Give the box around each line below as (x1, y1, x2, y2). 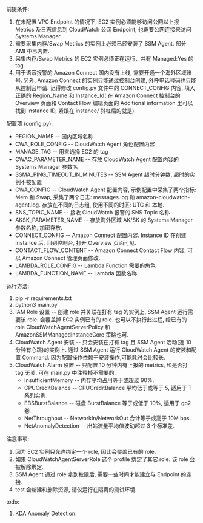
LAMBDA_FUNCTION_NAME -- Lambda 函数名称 (15, 270, 138, 276)
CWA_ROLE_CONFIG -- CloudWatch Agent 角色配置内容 (15, 140, 155, 148)
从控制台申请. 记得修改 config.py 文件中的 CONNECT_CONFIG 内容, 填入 (15, 84, 196, 91)
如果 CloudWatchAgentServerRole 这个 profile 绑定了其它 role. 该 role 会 (15, 456, 195, 463)
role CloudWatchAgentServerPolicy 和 (15, 324, 110, 330)
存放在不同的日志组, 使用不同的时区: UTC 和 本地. (41, 201, 165, 208)
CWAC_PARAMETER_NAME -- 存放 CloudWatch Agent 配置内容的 (15, 156, 179, 163)
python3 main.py (15, 301, 58, 308)
